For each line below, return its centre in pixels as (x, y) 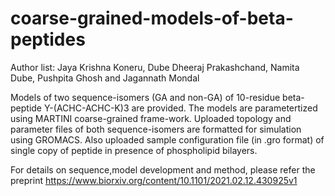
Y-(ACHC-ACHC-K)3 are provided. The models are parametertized (180, 108)
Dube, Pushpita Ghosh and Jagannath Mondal (105, 78)
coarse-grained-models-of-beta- (152, 18)
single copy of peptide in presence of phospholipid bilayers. (134, 150)
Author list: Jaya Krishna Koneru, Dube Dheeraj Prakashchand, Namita (155, 67)
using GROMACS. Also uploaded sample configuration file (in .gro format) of (167, 139)
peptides (48, 39)
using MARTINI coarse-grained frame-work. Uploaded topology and (151, 118)
